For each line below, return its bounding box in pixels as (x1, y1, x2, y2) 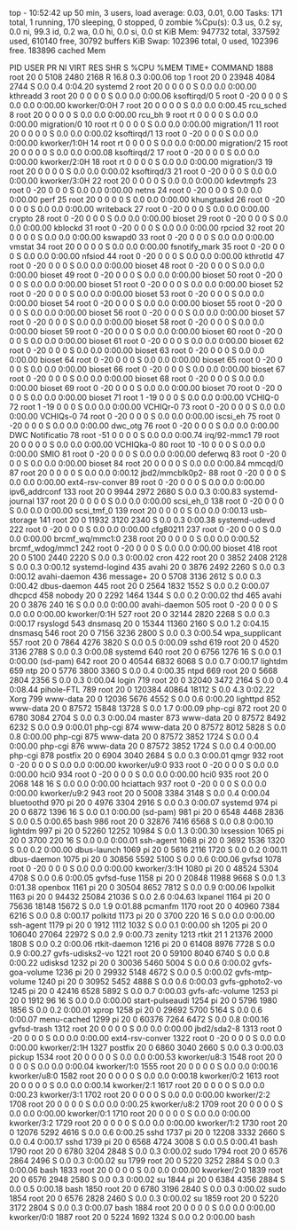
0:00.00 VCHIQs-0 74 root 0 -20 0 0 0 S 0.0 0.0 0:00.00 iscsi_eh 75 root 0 (9, 411, 281, 421)
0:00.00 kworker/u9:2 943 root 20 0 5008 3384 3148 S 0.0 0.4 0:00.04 (9, 788, 270, 798)
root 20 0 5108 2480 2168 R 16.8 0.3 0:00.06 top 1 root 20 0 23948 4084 (9, 72, 276, 82)
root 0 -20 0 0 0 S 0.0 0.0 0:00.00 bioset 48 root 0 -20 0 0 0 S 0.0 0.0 (9, 261, 265, 270)
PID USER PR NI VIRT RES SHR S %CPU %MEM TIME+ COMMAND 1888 (9, 62, 274, 73)
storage (9, 514, 38, 525)
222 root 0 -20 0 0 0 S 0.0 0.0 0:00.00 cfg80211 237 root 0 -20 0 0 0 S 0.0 (9, 524, 282, 535)
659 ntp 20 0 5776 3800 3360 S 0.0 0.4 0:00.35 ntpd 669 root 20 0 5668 (9, 665, 278, 676)
